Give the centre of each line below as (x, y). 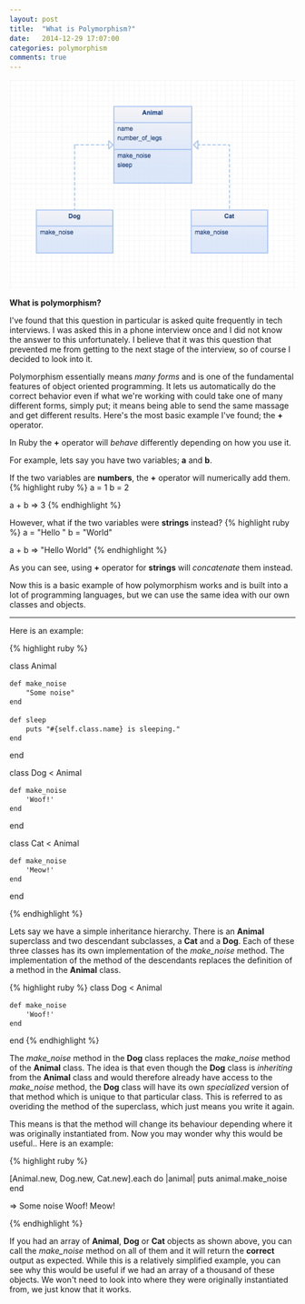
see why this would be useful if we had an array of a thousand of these (142, 1269)
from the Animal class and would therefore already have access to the (141, 1077)
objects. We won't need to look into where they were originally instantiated (149, 1279)
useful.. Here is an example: (61, 1143)
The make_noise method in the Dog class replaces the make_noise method (150, 1058)
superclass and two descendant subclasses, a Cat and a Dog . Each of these (152, 940)
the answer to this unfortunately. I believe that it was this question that (141, 339)
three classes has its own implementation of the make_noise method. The (147, 950)
